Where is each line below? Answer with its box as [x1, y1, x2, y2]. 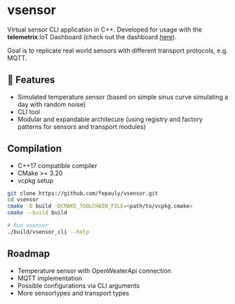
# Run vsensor [7, 222, 49, 229]
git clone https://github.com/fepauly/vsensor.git [7, 190, 159, 197]
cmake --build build [7, 209, 68, 216]
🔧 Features [7, 74, 55, 86]
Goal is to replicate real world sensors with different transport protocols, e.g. [7, 46, 228, 55]
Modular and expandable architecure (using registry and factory [17, 115, 203, 123]
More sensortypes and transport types [17, 289, 130, 297]
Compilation [7, 143, 62, 155]
